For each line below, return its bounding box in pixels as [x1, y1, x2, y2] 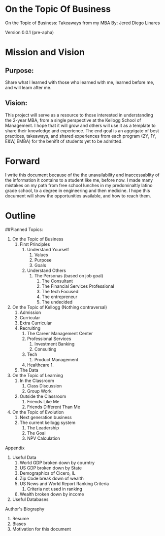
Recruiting [19, 325, 41, 331]
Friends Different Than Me [27, 404, 80, 410]
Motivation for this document [12, 526, 71, 532]
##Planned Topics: [5, 226, 43, 232]
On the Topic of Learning [12, 372, 63, 378]
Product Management [34, 356, 79, 362]
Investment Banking [34, 341, 75, 346]
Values [34, 252, 48, 258]
